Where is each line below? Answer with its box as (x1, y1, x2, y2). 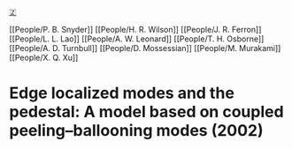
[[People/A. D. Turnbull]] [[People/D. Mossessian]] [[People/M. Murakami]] (9, 43, 281, 53)
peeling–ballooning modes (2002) (9, 121, 264, 141)
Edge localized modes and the (9, 83, 234, 103)
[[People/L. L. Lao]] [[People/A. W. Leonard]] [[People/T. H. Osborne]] (9, 34, 265, 44)
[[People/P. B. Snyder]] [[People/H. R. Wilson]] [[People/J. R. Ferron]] (9, 25, 262, 34)
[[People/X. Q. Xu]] (9, 52, 79, 63)
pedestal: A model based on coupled (9, 102, 285, 122)
